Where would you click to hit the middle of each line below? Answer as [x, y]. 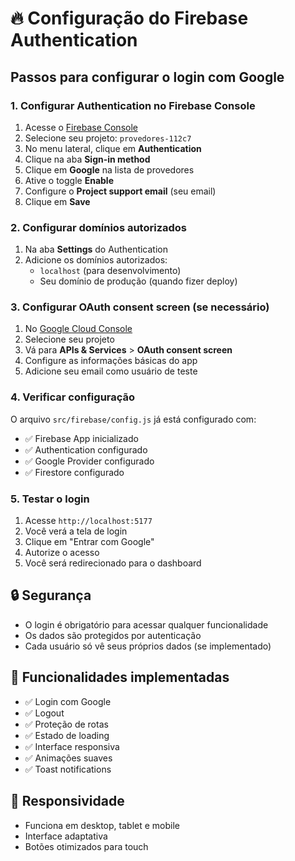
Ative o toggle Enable [69, 180]
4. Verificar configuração [73, 397]
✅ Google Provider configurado [89, 461]
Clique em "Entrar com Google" [89, 542]
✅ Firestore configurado [74, 472]
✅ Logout [44, 713]
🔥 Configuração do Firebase [129, 18]
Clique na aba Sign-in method [87, 159]
